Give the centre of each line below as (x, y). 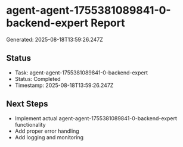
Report (108, 23)
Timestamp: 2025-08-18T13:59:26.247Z (64, 85)
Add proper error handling (47, 131)
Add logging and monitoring (49, 137)
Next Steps (27, 104)
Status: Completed (38, 79)
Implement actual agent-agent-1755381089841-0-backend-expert (96, 118)
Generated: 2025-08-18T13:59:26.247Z (55, 39)
